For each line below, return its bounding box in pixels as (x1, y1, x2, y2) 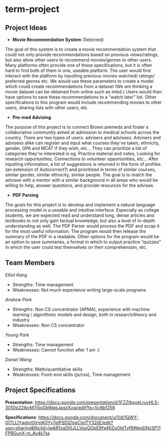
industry (12, 317, 30, 323)
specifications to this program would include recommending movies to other (5, 99, 162, 105)
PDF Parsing (12, 192, 39, 198)
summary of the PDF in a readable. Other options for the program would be (5, 234, 160, 239)
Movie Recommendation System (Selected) (12, 36, 104, 42)
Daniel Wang (5, 356, 32, 363)
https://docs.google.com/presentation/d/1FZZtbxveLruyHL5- (34, 399, 160, 405)
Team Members (5, 259, 55, 267)
